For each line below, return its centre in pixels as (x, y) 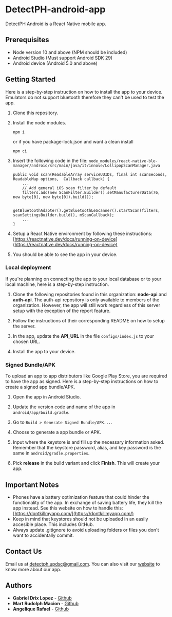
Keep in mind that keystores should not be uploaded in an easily (80, 519)
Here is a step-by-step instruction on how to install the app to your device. (84, 92)
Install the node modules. (40, 122)
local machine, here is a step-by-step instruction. (57, 284)
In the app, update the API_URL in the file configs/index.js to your (83, 336)
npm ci (20, 151)
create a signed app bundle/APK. (40, 387)
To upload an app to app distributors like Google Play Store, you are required (86, 376)
